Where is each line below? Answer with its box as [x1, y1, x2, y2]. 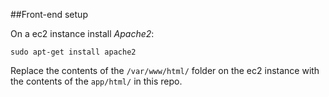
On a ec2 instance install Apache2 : [10, 28, 155, 39]
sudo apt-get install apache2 [10, 47, 137, 57]
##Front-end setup [10, 9, 88, 20]
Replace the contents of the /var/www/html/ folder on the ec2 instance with [10, 65, 320, 76]
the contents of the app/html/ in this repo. [10, 75, 183, 87]
